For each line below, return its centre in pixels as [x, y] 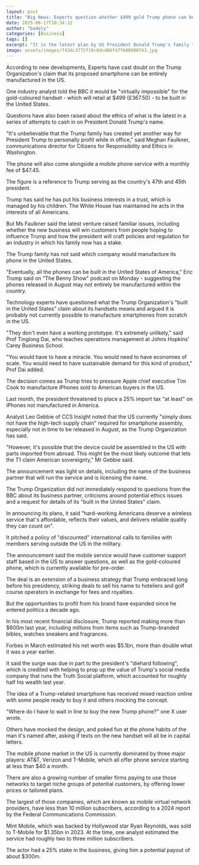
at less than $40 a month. [37, 766]
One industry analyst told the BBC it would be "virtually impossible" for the [97, 91]
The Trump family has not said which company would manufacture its [91, 254]
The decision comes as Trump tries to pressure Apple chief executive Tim [96, 381]
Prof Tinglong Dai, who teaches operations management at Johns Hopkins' [98, 339]
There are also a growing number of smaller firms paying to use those [91, 777]
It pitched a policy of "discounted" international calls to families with [89, 537]
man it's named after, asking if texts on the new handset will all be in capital [98, 735]
